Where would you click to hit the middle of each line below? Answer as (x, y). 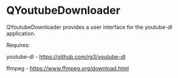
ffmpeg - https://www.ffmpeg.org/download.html (68, 68)
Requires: (18, 45)
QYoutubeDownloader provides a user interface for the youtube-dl (89, 27)
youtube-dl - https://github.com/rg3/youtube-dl (66, 56)
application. (21, 33)
